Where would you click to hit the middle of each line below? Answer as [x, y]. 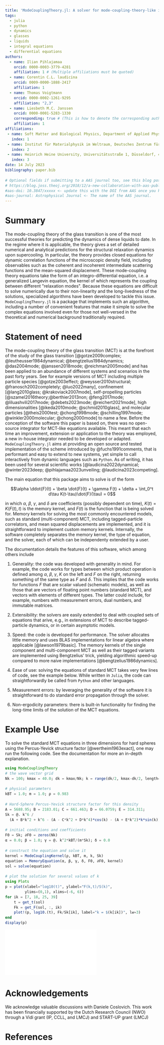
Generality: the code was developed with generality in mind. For [76, 564]
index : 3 [20, 160]
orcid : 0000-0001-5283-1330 [42, 113]
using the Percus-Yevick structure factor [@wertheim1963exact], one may [79, 748]
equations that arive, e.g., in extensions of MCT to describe [72, 620]
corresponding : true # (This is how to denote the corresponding [82, 119]
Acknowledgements [47, 993]
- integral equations [31, 46]
